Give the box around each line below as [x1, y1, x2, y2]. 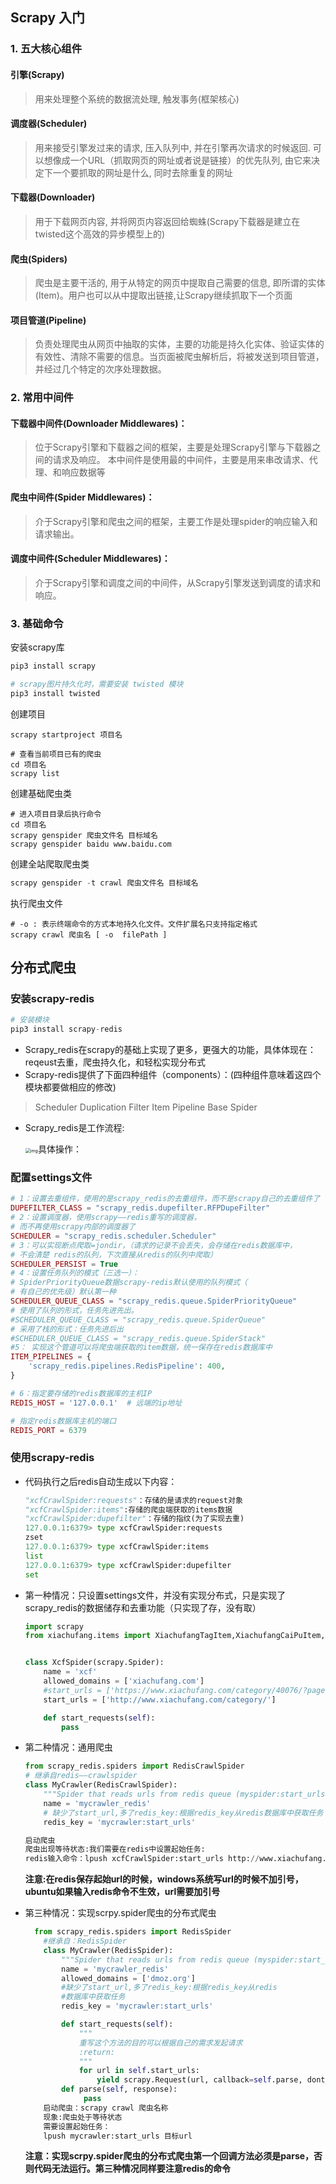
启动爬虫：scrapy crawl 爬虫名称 [43, 2103, 169, 2113]
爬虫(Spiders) [10, 253, 68, 265]
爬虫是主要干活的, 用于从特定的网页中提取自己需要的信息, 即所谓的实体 [34, 277, 326, 289]
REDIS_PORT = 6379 [10, 1425, 87, 1435]
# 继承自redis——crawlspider [24, 1771, 138, 1781]
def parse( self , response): [61, 2084, 178, 2095]
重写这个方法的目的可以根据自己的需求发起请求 [78, 2038, 243, 2048]
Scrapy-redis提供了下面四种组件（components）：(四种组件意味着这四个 [24, 1069, 322, 1081]
